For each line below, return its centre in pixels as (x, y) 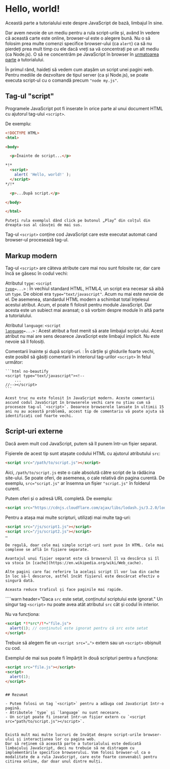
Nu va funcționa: (23, 614)
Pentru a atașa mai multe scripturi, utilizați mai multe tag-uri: (68, 517)
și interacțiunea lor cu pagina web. (56, 739)
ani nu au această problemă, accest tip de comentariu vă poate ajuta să (85, 411)
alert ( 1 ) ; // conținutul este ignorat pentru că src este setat (79, 628)
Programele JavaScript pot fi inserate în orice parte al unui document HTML (84, 108)
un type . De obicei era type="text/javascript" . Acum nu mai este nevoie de (84, 294)
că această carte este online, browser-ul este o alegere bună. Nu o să (78, 38)
